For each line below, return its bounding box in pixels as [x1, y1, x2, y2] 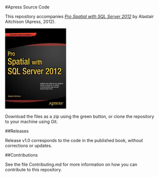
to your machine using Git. [5, 119, 58, 124]
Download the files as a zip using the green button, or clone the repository [5, 114, 155, 119]
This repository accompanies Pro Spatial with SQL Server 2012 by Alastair [5, 14, 154, 19]
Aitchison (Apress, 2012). [5, 19, 56, 24]
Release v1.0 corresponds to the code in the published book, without [5, 138, 143, 143]
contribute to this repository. [5, 167, 62, 172]
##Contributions [5, 152, 38, 158]
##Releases [5, 128, 29, 134]
